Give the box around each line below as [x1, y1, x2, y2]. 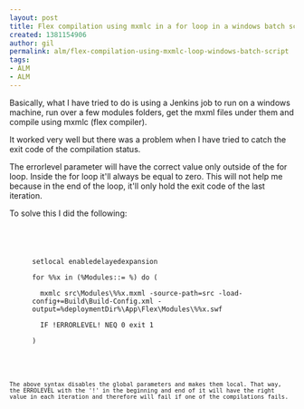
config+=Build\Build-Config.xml [32, 297, 154, 306]
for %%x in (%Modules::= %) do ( [32, 273, 158, 282]
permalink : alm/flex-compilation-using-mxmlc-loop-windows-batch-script [9, 47, 290, 56]
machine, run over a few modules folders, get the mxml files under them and [9, 106, 294, 118]
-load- [218, 288, 243, 297]
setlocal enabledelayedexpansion [32, 257, 158, 266]
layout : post [9, 13, 59, 23]
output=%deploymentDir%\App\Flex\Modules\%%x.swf [32, 305, 223, 314]
